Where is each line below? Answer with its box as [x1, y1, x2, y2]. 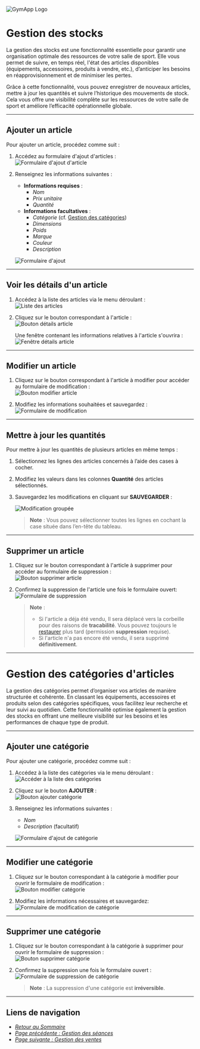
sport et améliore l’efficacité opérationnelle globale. [6, 102, 132, 109]
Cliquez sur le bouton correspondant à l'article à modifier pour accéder [14, 377, 189, 384]
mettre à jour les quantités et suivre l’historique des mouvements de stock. [6, 90, 189, 97]
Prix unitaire [32, 195, 62, 202]
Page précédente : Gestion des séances [14, 1030, 114, 1037]
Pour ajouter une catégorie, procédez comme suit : [6, 757, 131, 764]
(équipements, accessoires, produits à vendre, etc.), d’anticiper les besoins [6, 65, 190, 72]
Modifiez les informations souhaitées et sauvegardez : [14, 401, 148, 408]
